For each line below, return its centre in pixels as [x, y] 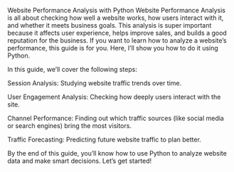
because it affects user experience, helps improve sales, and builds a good [117, 33]
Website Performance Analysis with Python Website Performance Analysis [117, 10]
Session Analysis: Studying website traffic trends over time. [95, 83]
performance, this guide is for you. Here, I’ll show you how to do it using [113, 48]
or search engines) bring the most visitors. [69, 126]
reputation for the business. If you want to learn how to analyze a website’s [117, 41]
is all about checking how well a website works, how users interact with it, [116, 18]
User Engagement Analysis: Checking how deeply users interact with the [114, 97]
